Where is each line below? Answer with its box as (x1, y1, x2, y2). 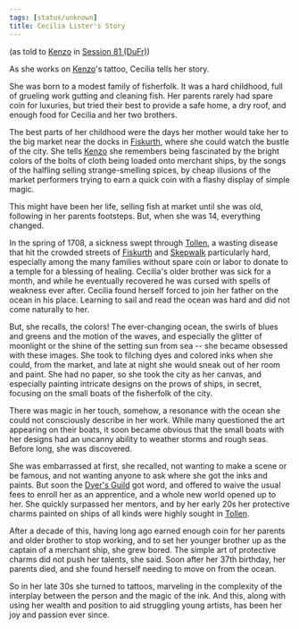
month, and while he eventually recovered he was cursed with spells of (9, 275, 270, 286)
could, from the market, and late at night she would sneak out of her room (9, 359, 281, 370)
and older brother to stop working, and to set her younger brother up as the (9, 534, 287, 546)
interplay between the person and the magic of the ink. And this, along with (9, 590, 287, 600)
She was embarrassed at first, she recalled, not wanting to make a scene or (9, 460, 287, 471)
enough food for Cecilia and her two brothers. (9, 109, 179, 120)
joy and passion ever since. (9, 609, 110, 620)
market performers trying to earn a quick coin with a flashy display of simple (9, 174, 290, 184)
